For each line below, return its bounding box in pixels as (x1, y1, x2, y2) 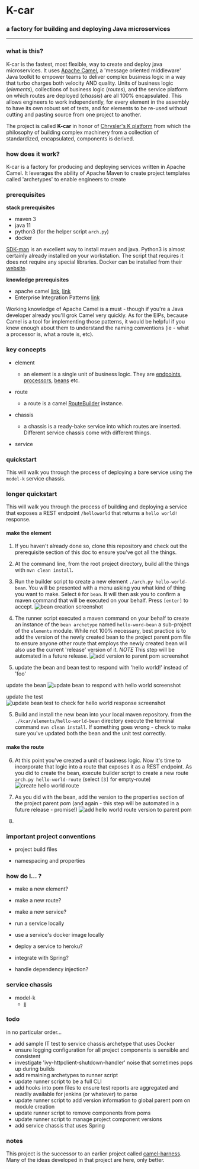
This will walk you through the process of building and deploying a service (6, 503, 188, 510)
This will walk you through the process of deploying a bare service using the (6, 469, 192, 476)
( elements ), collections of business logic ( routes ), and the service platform (6, 85, 188, 92)
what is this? (6, 47, 43, 55)
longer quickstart (6, 489, 57, 498)
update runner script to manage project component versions (14, 1115, 162, 1123)
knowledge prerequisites (6, 276, 69, 283)
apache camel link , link (14, 288, 71, 295)
